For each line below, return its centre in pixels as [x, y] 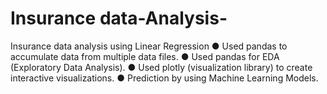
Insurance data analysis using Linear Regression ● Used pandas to [149, 46]
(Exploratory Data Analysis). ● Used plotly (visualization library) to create [161, 67]
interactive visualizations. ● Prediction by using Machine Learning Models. [164, 78]
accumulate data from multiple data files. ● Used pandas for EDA [145, 56]
